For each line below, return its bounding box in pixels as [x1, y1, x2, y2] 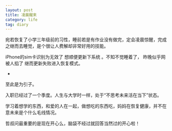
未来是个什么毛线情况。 [9, 109, 59, 116]
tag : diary [5, 22, 29, 27]
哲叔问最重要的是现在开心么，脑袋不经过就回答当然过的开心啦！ [5, 120, 140, 126]
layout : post [5, 7, 33, 13]
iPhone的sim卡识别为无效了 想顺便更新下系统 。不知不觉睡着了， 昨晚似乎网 [5, 54, 166, 60]
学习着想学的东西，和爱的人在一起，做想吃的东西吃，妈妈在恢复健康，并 [5, 103, 158, 109]
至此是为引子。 [5, 81, 37, 87]
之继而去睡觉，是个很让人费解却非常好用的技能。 [5, 43, 109, 49]
